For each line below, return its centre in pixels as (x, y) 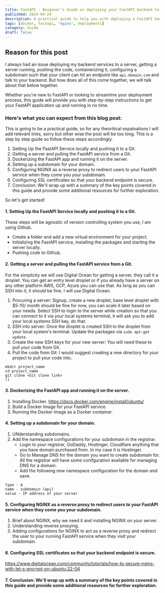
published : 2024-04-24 (28, 14)
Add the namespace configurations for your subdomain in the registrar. (84, 439)
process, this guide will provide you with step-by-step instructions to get (79, 100)
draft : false (18, 32)
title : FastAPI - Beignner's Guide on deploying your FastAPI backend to (82, 10)
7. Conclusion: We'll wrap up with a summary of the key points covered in (81, 580)
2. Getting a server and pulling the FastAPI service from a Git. (69, 264)
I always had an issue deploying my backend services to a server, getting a (81, 64)
